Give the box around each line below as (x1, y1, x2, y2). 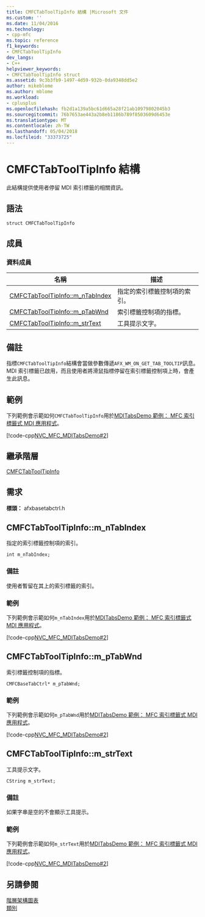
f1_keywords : (6, 43, 40, 50)
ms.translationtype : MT (6, 117, 67, 123)
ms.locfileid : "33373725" (6, 134, 72, 141)
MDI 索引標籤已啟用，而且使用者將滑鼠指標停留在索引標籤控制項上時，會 (6, 367, 189, 375)
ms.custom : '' (6, 15, 43, 21)
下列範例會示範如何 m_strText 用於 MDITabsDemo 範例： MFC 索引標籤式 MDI (6, 840, 198, 848)
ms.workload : (6, 94, 40, 100)
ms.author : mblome (6, 89, 53, 95)
